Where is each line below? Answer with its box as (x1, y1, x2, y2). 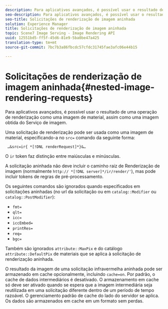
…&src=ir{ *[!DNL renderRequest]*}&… (7, 144, 86, 149)
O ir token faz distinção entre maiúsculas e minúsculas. (5, 153, 121, 159)
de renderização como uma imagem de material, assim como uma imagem (5, 114, 159, 120)
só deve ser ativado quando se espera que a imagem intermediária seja (5, 282, 152, 288)
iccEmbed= (12, 221, 33, 226)
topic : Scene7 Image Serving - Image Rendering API (5, 31, 115, 36)
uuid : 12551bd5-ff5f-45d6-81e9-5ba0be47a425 (5, 36, 99, 41)
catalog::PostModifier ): (5, 194, 55, 200)
